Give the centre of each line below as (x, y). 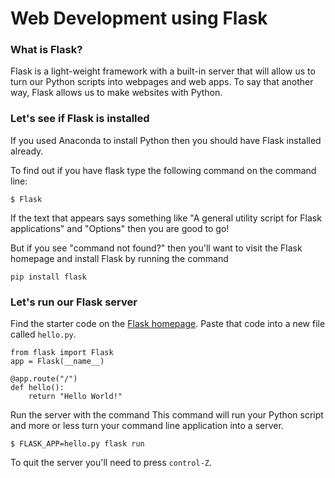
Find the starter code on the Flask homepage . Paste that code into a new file (168, 324)
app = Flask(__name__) (57, 362)
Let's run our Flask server (74, 302)
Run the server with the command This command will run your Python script (167, 415)
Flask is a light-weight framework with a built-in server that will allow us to (163, 71)
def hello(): (37, 388)
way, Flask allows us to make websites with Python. (116, 93)
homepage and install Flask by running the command (119, 258)
